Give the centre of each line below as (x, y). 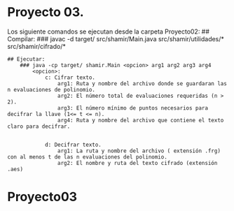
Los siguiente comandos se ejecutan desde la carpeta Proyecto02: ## (109, 31)
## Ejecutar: (26, 59)
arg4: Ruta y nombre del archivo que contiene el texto (140, 120)
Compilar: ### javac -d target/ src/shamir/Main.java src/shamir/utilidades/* (116, 38)
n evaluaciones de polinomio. (51, 89)
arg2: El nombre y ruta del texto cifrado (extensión (137, 163)
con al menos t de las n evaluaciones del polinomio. (88, 157)
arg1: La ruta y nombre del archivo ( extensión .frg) (139, 151)
